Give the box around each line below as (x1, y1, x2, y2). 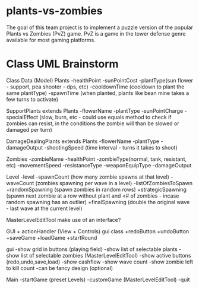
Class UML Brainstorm (6, 58, 119, 71)
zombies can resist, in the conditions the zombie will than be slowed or (6, 120, 179, 127)
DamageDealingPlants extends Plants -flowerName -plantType (6, 138, 159, 145)
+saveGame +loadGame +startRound (6, 234, 97, 241)
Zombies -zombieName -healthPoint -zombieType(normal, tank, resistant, (6, 155, 187, 163)
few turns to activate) (6, 96, 58, 103)
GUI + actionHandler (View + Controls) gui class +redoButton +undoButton (6, 227, 189, 235)
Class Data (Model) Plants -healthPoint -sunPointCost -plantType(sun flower (6, 77, 194, 84)
